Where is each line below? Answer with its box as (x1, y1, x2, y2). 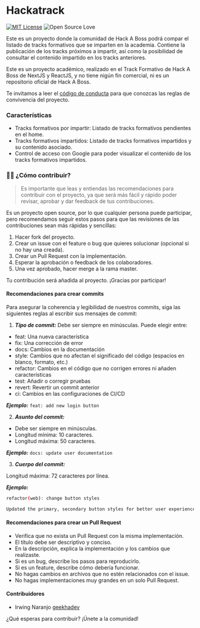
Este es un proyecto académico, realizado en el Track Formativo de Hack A (6, 65, 190, 72)
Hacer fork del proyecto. (14, 233, 76, 241)
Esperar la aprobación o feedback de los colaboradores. (14, 258, 153, 266)
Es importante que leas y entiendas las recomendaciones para (20, 184, 174, 192)
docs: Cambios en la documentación (14, 346, 105, 353)
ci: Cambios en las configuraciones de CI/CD (14, 390, 125, 397)
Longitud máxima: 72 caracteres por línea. (6, 472, 110, 479)
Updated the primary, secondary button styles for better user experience (6, 506, 196, 512)
